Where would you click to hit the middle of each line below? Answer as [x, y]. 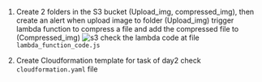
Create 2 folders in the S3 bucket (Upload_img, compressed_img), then [135, 12]
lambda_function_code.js [58, 45]
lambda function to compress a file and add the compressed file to [127, 29]
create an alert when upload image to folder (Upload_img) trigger [125, 20]
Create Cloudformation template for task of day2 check [108, 60]
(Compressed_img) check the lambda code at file [108, 37]
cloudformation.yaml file [57, 69]
